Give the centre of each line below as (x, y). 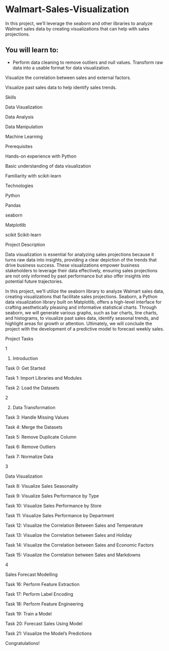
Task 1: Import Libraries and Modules (44, 378)
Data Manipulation (24, 126)
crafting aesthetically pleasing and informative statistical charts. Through (81, 307)
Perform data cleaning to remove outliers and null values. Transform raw (88, 62)
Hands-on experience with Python (41, 156)
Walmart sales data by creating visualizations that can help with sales (77, 28)
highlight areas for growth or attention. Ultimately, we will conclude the (79, 323)
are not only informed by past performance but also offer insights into (78, 276)
